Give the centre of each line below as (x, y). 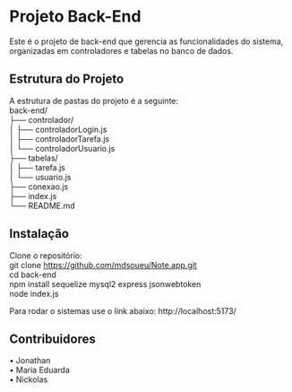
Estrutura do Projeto (67, 79)
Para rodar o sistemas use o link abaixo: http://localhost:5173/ (123, 310)
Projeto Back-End (75, 17)
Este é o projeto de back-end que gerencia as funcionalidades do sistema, (146, 41)
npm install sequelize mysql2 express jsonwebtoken (105, 283)
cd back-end (33, 274)
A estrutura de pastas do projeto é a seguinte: (94, 100)
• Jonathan (30, 361)
